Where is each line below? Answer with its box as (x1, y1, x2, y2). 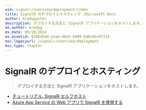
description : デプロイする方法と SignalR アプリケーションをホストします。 (5, 20, 144, 26)
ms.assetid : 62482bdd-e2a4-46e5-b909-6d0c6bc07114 (5, 35, 110, 39)
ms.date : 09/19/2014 (5, 30, 47, 35)
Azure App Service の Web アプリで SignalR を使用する (12, 99, 123, 105)
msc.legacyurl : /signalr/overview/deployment (5, 39, 99, 44)
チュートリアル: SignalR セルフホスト (12, 93, 87, 99)
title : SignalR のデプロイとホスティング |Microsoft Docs (5, 12, 116, 17)
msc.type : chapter (5, 43, 42, 48)
